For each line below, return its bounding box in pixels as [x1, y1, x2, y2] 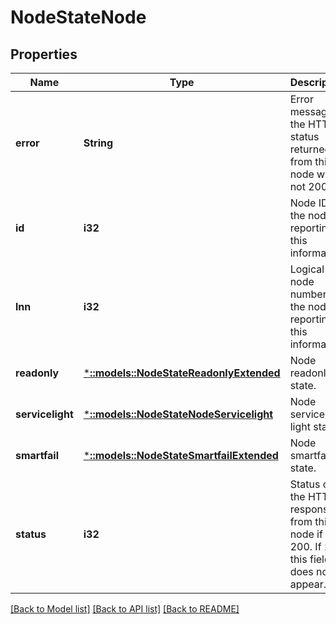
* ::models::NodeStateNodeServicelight [83, 407, 274, 421]
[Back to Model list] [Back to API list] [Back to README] [10, 603, 240, 615]
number [289, 287, 327, 301]
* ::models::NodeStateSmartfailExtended [83, 449, 279, 462]
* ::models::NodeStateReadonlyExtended [83, 366, 281, 380]
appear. [289, 577, 327, 591]
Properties [10, 46, 78, 63]
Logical [289, 262, 325, 276]
